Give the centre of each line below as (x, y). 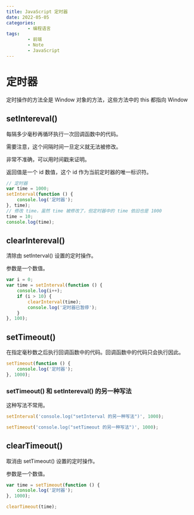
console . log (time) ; (30, 222)
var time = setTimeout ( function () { (53, 485)
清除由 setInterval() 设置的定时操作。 (51, 256)
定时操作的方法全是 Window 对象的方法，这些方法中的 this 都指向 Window (97, 100)
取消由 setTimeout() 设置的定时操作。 (52, 461)
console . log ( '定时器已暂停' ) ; (62, 307)
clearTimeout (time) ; (32, 507)
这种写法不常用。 (27, 405)
